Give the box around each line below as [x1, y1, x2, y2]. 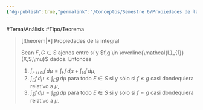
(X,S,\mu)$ [21, 55, 49, 62]
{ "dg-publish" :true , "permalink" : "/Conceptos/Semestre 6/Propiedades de [6, 8, 190, 15]
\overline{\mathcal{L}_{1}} [119, 49, 184, 56]
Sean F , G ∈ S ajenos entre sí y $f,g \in [21, 49, 118, 56]
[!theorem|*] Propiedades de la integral [21, 37, 120, 44]
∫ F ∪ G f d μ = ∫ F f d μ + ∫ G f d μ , [30, 67, 96, 76]
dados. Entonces [50, 55, 92, 62]
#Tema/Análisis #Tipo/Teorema [6, 25, 85, 33]
